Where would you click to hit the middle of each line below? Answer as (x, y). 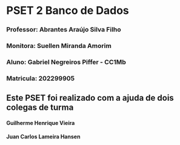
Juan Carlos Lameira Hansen (43, 137)
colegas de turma (40, 108)
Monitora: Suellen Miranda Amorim (59, 46)
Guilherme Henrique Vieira (41, 123)
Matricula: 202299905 (41, 78)
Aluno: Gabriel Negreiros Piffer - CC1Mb (66, 62)
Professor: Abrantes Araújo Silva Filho (64, 30)
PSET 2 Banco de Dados (68, 11)
